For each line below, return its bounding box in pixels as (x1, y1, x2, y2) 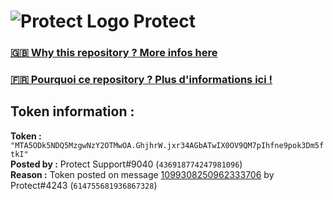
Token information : (10, 103, 135, 120)
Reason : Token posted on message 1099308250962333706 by (10, 168, 275, 180)
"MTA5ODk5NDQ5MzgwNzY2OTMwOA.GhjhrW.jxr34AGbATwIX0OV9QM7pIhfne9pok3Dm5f (10, 140, 325, 150)
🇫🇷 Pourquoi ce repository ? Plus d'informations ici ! (10, 73, 273, 87)
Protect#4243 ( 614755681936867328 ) (10, 179, 158, 191)
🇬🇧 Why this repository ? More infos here (10, 46, 218, 60)
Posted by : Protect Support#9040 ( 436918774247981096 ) (10, 158, 243, 170)
